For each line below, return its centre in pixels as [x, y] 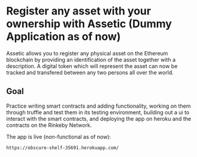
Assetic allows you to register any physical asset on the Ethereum [87, 53]
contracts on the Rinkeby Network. [49, 125]
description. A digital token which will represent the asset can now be [92, 66]
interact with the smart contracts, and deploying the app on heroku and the [99, 119]
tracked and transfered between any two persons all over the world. [90, 72]
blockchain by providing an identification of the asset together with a [91, 60]
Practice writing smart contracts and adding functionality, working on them [99, 106]
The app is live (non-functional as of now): [59, 137]
